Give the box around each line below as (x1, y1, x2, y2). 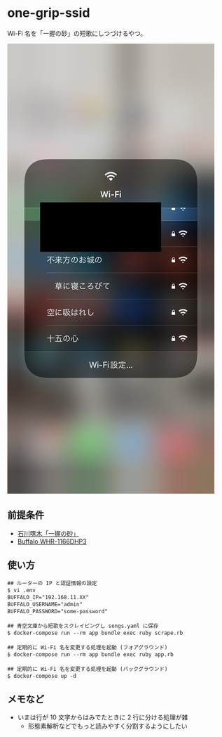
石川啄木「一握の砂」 (17, 529, 79, 537)
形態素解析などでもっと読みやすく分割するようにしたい (27, 722, 188, 731)
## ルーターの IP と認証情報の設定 (7, 579, 97, 587)
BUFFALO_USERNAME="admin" (7, 601, 83, 608)
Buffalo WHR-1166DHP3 (17, 537, 87, 546)
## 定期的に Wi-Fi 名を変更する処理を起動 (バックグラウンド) (7, 665, 168, 672)
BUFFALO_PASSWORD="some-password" (7, 608, 109, 615)
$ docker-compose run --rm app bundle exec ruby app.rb (7, 651, 174, 658)
